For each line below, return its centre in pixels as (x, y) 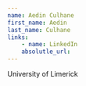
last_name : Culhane (39, 30)
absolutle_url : (46, 52)
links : (18, 37)
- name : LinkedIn (50, 45)
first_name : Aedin (37, 23)
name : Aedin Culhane (41, 15)
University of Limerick (43, 74)
